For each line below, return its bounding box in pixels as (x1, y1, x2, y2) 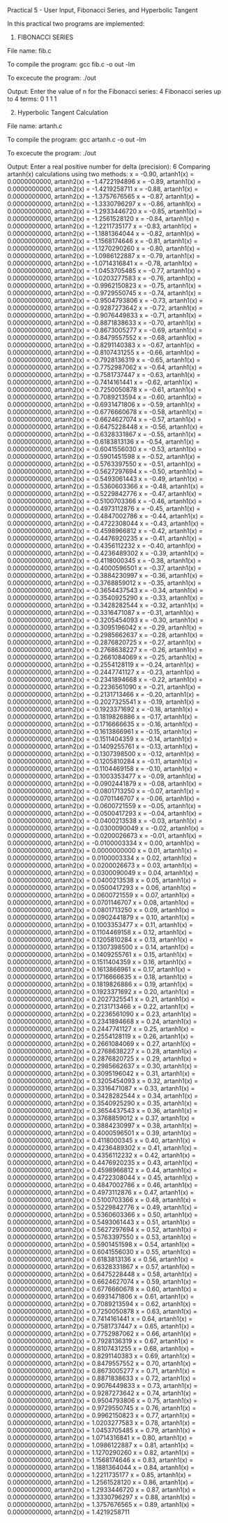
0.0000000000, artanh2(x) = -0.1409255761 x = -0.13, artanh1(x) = (7, 742, 199, 751)
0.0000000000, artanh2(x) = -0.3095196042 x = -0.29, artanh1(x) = (7, 623, 203, 632)
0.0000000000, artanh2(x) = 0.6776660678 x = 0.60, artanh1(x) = (7, 1285, 197, 1293)
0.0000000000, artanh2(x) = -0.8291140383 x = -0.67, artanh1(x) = (7, 341, 201, 349)
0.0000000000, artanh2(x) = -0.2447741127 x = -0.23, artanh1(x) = (7, 668, 201, 676)
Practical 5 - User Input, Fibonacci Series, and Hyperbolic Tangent (7, 6, 198, 14)
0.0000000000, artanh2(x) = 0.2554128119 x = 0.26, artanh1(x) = (7, 1032, 194, 1040)
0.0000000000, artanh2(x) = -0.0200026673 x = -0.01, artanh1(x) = (7, 832, 203, 840)
